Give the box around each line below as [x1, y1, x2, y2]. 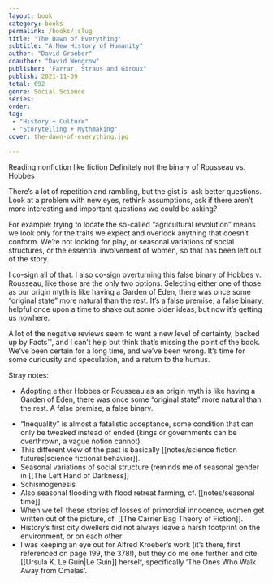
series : [8, 95, 35, 103]
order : [8, 102, 31, 110]
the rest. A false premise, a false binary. [19, 403, 154, 412]
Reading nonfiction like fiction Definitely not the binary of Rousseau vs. [8, 162, 246, 171]
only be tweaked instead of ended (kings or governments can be [19, 427, 237, 437]
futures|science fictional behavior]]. [19, 453, 141, 463]
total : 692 [8, 80, 45, 88]
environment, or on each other [19, 531, 123, 541]
